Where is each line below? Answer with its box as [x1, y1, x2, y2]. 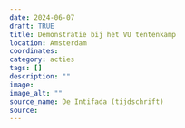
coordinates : [9, 47, 59, 56]
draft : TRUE [9, 22, 54, 31]
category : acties [9, 55, 75, 64]
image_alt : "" [9, 88, 63, 97]
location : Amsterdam [9, 38, 88, 48]
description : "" [9, 72, 71, 81]
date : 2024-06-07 [9, 13, 75, 23]
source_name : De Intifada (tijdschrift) [9, 96, 165, 106]
